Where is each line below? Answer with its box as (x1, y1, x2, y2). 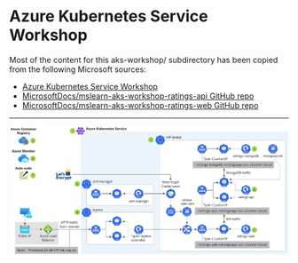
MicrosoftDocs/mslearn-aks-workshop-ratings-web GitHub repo (21, 100, 259, 110)
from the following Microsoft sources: (9, 64, 146, 75)
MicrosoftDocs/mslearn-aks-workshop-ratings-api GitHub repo (21, 91, 255, 101)
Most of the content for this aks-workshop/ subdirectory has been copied (9, 54, 278, 65)
